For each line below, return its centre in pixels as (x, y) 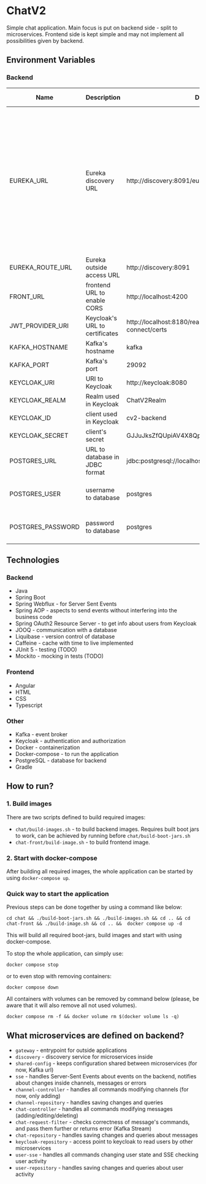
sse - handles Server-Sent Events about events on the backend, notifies (106, 1076)
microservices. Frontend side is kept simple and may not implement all (95, 34)
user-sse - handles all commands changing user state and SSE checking (107, 1155)
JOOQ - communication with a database (66, 630)
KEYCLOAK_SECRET (39, 435)
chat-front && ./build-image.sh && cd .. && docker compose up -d (94, 924)
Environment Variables (51, 60)
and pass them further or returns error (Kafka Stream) (83, 1128)
